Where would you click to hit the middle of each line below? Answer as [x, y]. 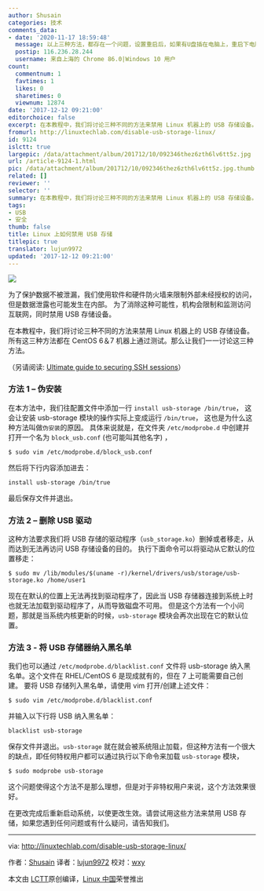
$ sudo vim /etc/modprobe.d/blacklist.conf [81, 701]
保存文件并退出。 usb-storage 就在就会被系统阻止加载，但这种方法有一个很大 [132, 747]
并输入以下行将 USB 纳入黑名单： [62, 716]
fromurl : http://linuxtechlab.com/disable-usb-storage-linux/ [112, 132]
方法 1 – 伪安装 [35, 389]
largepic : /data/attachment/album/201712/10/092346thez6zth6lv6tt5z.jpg [130, 154]
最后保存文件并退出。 [42, 498]
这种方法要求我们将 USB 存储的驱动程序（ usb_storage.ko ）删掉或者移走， [128, 539]
